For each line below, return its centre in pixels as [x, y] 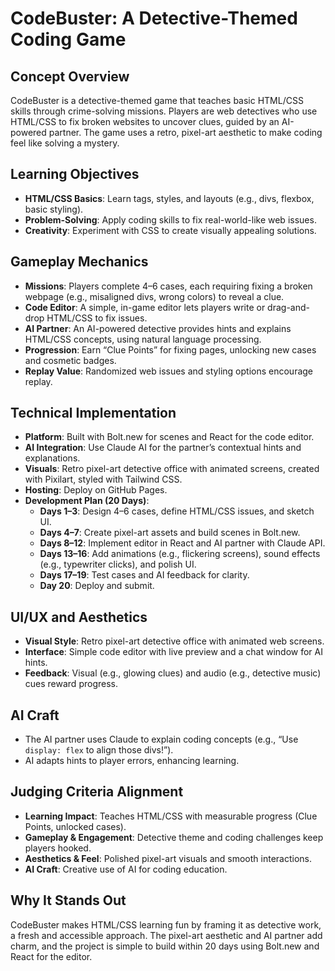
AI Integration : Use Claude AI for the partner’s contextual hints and [163, 448]
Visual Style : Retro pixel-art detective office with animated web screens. [174, 641]
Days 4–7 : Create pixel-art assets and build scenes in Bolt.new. [170, 533]
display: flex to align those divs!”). [99, 750]
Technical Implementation [93, 413]
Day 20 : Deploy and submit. [97, 586]
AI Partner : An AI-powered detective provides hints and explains [158, 328]
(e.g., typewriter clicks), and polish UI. [118, 564]
